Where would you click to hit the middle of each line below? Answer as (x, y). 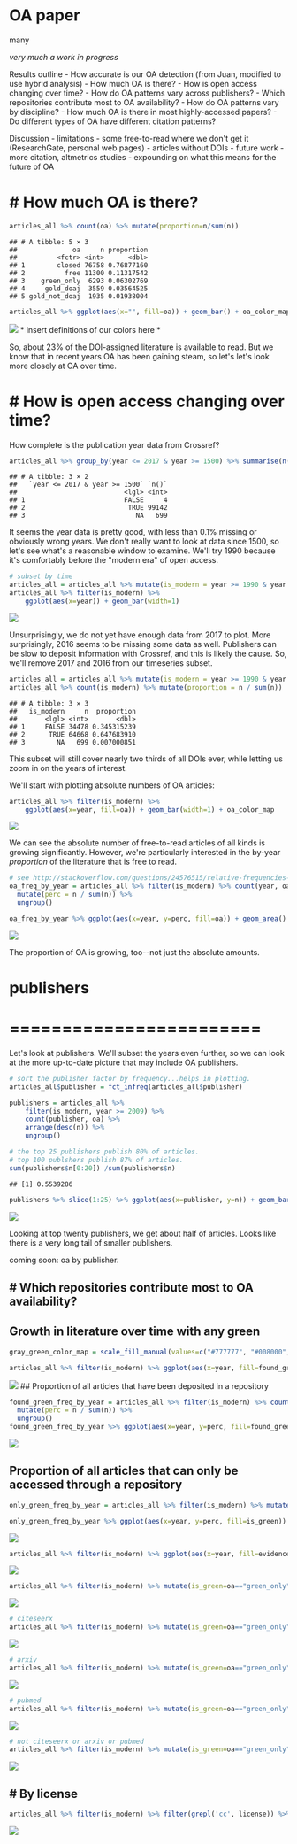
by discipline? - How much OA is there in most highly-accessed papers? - (143, 112)
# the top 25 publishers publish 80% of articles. (104, 1152)
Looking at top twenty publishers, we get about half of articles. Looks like (143, 1233)
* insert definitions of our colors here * (90, 329)
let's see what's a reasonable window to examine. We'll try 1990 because (142, 551)
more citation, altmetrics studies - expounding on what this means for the (143, 157)
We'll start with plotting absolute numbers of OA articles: (112, 785)
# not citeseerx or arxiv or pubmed (76, 1741)
